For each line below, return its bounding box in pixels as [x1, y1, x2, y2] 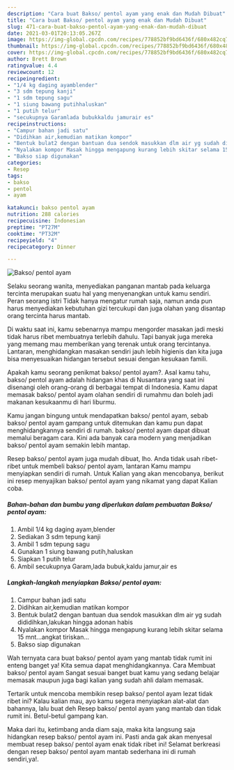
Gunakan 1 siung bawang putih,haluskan [17, 548, 134, 556]
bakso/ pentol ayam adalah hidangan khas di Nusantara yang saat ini [7, 376, 205, 384]
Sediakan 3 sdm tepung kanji [17, 533, 101, 541]
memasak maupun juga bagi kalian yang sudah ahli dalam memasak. [7, 676, 204, 684]
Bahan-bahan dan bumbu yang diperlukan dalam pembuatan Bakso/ [7, 500, 212, 508]
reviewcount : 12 [7, 68, 54, 75]
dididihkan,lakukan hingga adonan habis [17, 618, 134, 626]
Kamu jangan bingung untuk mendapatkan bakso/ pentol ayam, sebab [7, 412, 209, 420]
